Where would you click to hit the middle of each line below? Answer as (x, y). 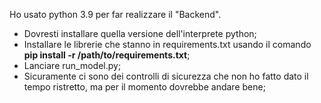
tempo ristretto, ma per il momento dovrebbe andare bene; (144, 87)
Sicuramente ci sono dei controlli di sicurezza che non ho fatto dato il (166, 76)
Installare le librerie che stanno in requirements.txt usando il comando (167, 44)
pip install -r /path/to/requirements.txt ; (107, 55)
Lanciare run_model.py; (72, 65)
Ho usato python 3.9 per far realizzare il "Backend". (115, 14)
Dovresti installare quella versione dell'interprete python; (140, 33)
